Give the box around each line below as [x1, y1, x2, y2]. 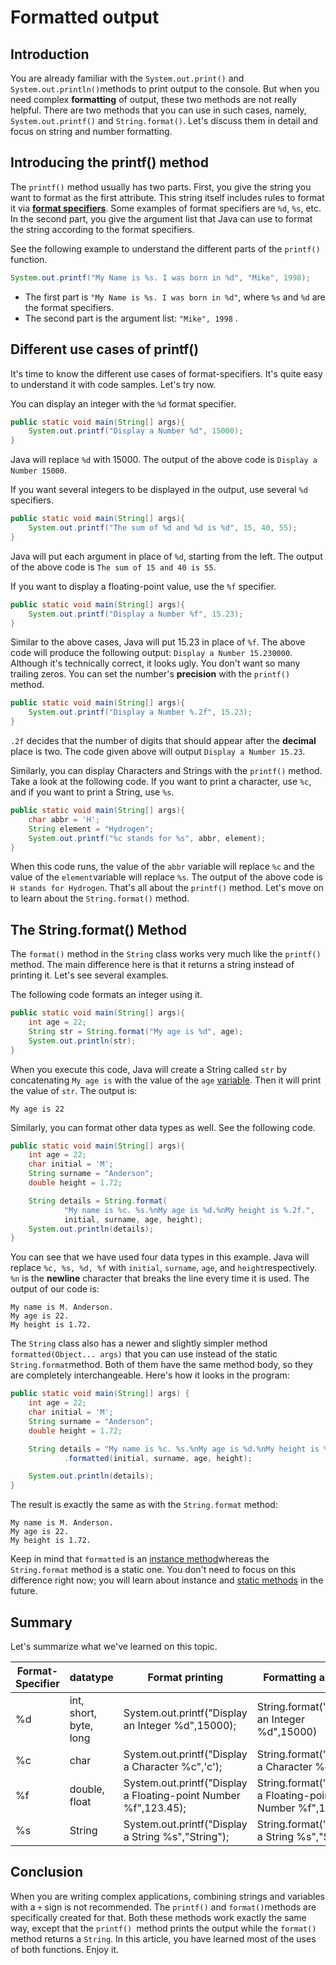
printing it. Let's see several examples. [10, 969, 169, 981]
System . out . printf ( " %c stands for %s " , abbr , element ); [28, 833, 267, 843]
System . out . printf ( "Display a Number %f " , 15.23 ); [28, 609, 244, 619]
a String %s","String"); [123, 1830, 230, 1843]
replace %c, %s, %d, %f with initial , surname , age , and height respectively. [10, 1262, 318, 1274]
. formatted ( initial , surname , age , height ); [63, 1453, 253, 1463]
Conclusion [10, 1864, 84, 1881]
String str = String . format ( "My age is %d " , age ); [28, 1026, 244, 1036]
